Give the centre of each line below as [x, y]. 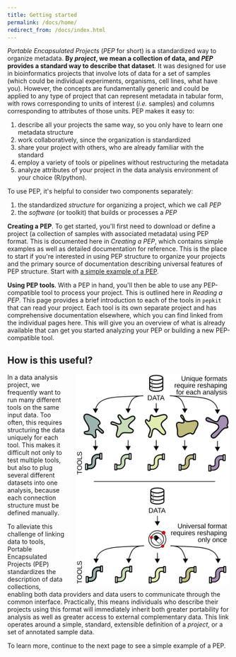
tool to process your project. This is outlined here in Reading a [132, 293]
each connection [32, 498]
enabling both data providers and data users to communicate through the [114, 595]
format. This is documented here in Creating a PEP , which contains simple [116, 242]
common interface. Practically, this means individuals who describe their [113, 602]
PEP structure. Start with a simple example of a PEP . [83, 271]
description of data [35, 579]
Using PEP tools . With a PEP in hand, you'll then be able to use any [105, 285]
